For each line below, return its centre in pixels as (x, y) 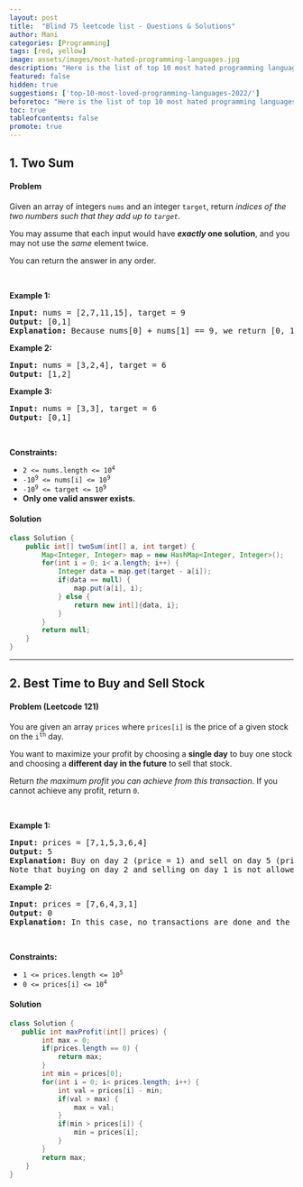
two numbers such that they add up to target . (95, 216)
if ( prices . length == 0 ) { (91, 1049)
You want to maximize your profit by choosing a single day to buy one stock (151, 753)
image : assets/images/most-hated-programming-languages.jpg (125, 60)
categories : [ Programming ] (60, 43)
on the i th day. (37, 736)
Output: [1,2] (41, 374)
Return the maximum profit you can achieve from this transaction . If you (143, 780)
